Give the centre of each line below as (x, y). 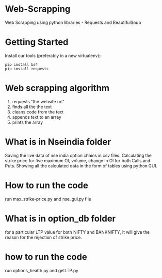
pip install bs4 (21, 64)
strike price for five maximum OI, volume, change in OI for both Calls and (78, 160)
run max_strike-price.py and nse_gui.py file (48, 199)
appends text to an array (37, 117)
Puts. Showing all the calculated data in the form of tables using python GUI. (81, 166)
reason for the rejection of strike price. (44, 237)
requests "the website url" (38, 101)
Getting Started (37, 42)
